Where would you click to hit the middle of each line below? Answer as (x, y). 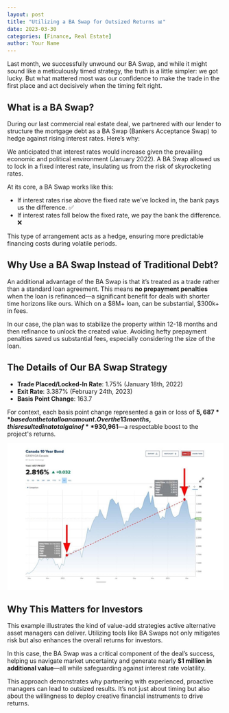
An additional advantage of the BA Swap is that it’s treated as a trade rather (113, 281)
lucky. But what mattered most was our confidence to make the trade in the (113, 78)
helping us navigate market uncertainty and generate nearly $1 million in (110, 661)
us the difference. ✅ (45, 207)
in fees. (18, 311)
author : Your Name (33, 44)
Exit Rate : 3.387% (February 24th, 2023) (75, 391)
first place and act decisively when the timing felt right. (85, 86)
